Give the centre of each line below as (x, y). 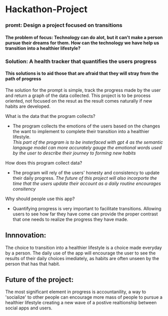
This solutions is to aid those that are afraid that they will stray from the (82, 73)
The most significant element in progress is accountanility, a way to (76, 292)
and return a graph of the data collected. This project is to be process (78, 96)
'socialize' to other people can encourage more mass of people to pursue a (84, 297)
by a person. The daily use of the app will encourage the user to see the (80, 253)
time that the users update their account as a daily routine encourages (87, 183)
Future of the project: (39, 280)
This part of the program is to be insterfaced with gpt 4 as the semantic (88, 142)
